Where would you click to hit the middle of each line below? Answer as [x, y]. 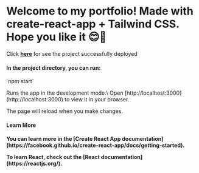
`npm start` [20, 81]
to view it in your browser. [97, 100]
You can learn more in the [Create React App [64, 139]
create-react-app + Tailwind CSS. [93, 24]
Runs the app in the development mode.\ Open [65, 93]
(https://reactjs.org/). [34, 164]
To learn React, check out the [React [53, 157]
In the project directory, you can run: [54, 67]
